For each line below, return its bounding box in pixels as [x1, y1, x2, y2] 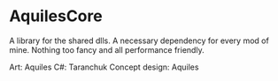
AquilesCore [9, 6, 104, 26]
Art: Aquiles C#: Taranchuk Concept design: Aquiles [9, 62, 199, 72]
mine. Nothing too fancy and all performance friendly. [9, 44, 205, 55]
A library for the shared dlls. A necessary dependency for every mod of [9, 35, 270, 46]
